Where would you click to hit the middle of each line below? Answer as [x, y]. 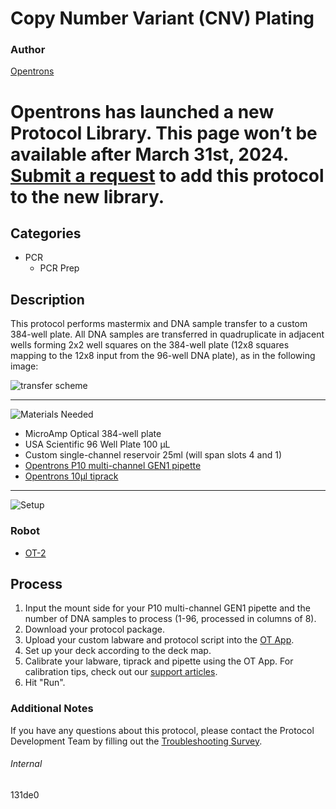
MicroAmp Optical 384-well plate [93, 434]
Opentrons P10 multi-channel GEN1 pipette [113, 466]
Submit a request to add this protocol [167, 175]
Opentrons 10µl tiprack [71, 476]
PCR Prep [59, 268]
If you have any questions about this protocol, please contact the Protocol [162, 730]
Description [47, 299]
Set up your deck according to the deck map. [118, 651]
